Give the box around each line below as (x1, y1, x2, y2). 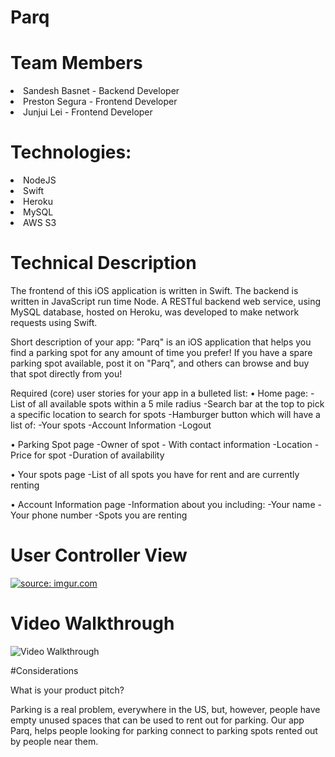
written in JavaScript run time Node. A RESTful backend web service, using (10, 296, 322, 307)
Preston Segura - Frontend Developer (23, 96, 178, 108)
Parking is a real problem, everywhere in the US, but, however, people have (10, 703, 321, 715)
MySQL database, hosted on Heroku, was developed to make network (10, 306, 300, 318)
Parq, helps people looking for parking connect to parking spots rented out (10, 724, 318, 736)
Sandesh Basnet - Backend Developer (23, 85, 180, 97)
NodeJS (23, 174, 57, 186)
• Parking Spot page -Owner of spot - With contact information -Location (10, 439, 313, 450)
